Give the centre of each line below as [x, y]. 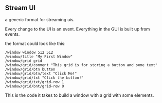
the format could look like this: [35, 44]
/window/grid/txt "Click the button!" [44, 78]
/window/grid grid [24, 61]
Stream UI [20, 8]
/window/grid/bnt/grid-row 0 [35, 86]
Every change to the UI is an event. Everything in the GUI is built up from [78, 29]
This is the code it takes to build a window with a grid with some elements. [80, 95]
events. [12, 34]
